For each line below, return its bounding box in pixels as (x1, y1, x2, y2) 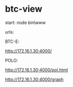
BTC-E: (5, 38, 19, 44)
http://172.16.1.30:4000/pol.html (5, 67, 68, 73)
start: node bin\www (5, 20, 46, 25)
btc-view (5, 3, 42, 15)
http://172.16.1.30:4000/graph (5, 76, 64, 82)
